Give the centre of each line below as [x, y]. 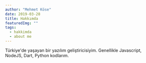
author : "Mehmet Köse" [28, 9]
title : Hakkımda [22, 18]
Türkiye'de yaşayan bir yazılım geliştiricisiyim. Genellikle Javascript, [73, 50]
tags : [11, 28]
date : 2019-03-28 [23, 14]
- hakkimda [21, 32]
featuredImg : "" [22, 23]
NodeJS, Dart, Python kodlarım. [37, 55]
